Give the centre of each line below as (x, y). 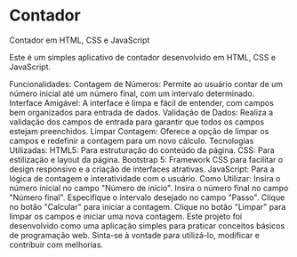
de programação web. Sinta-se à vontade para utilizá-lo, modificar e (135, 235)
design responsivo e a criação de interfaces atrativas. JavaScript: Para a (142, 169)
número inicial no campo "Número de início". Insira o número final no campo (149, 188)
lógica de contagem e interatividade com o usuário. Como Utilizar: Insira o (145, 178)
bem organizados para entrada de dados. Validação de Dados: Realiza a (141, 112)
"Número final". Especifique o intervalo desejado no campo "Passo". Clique (147, 197)
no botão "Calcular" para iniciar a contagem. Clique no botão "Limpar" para (148, 206)
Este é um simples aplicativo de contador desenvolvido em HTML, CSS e (143, 57)
